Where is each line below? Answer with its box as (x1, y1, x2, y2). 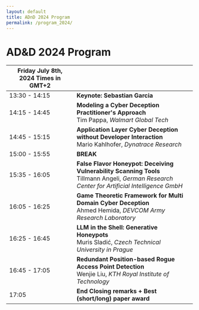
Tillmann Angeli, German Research (76, 174, 174, 183)
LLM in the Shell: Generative (76, 223, 158, 232)
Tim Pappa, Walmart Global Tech (76, 116, 169, 124)
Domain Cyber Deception (76, 199, 150, 207)
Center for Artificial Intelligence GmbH (76, 182, 183, 190)
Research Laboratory (76, 214, 136, 222)
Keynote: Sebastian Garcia (76, 91, 153, 100)
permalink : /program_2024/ (6, 20, 73, 25)
